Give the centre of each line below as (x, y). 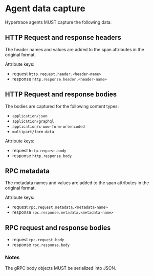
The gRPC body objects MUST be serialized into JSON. (61, 268)
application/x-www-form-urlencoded (48, 126)
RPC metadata (27, 171)
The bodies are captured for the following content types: (62, 106)
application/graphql (33, 121)
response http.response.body (42, 156)
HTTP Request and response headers (63, 38)
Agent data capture (45, 9)
